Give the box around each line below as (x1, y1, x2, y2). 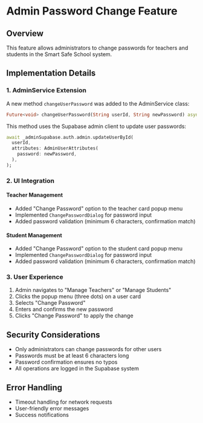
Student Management (6, 231, 62, 239)
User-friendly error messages (14, 405, 89, 412)
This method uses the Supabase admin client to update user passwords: (6, 122, 186, 130)
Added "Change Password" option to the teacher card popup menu (14, 205, 183, 212)
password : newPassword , (17, 151, 77, 157)
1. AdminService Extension (6, 86, 86, 95)
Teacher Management (6, 191, 63, 199)
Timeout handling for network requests (14, 398, 113, 406)
